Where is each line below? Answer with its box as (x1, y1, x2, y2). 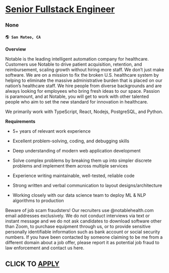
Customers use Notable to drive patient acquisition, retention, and (5, 62, 142, 68)
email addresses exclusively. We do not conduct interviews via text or (5, 213, 150, 219)
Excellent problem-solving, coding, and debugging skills (12, 138, 130, 144)
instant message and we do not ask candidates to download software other (5, 218, 162, 224)
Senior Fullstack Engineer (5, 4, 115, 15)
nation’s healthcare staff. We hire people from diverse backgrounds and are (5, 83, 162, 89)
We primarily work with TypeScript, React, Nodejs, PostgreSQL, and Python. (5, 108, 163, 115)
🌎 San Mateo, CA (5, 34, 41, 40)
